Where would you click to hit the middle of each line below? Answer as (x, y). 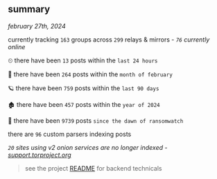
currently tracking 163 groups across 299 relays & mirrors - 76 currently (109, 40)
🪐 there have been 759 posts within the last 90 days (84, 88)
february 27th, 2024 (37, 26)
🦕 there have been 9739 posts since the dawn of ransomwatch (96, 120)
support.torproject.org (40, 155)
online (17, 46)
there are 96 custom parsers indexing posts (70, 134)
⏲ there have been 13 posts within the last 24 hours (83, 60)
